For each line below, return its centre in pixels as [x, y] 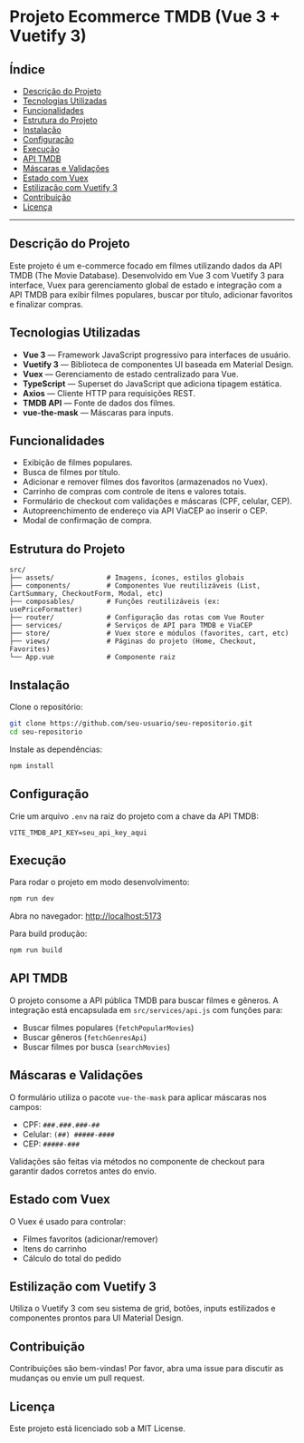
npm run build [36, 951]
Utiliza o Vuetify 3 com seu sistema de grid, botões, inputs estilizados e [142, 1309]
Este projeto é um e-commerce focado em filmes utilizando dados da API [146, 266]
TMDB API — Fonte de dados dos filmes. [99, 403]
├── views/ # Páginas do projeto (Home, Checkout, [133, 641]
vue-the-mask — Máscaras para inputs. [98, 412]
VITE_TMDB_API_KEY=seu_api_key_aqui [78, 833]
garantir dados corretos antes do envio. [83, 1171]
